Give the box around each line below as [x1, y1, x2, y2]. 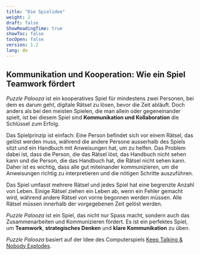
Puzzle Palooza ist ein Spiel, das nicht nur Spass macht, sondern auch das [6, 212, 190, 219]
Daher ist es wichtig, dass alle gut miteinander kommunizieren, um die [6, 163, 179, 170]
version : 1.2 [6, 42, 39, 48]
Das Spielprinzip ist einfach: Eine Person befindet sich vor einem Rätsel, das [6, 132, 193, 139]
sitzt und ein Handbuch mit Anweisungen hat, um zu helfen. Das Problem [6, 144, 186, 151]
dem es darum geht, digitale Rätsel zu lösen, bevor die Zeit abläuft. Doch [6, 101, 185, 108]
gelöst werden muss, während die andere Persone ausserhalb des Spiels [6, 138, 186, 145]
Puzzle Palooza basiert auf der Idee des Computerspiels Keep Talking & [6, 236, 183, 243]
